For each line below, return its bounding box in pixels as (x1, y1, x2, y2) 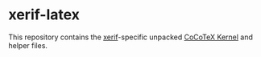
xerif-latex (8, 6, 81, 24)
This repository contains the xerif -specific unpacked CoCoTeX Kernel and (8, 32, 254, 42)
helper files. (8, 40, 48, 50)
